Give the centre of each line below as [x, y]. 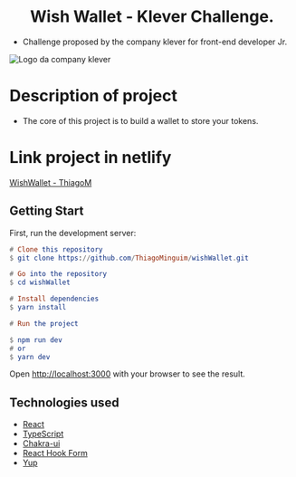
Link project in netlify [91, 158]
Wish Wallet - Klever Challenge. [152, 17]
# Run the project [44, 323]
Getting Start [47, 211]
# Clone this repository [56, 249]
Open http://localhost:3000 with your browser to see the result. [128, 374]
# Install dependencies [54, 299]
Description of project [94, 96]
